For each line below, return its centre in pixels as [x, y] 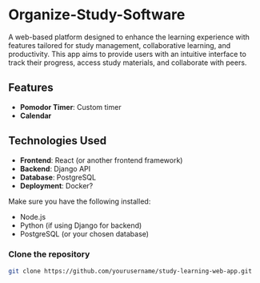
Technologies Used [57, 141]
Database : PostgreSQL [58, 177]
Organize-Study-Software [97, 15]
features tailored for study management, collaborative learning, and [120, 45]
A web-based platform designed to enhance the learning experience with [129, 37]
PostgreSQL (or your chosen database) [84, 233]
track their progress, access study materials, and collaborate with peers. [128, 63]
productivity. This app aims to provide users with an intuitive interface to [127, 54]
